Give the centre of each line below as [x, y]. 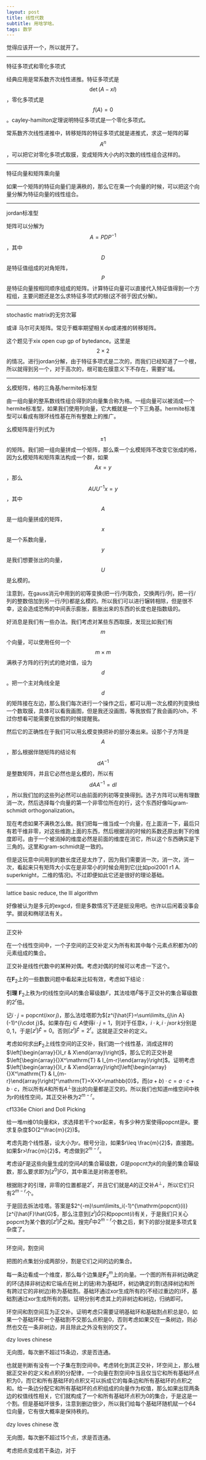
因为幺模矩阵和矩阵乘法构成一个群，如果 [57, 457]
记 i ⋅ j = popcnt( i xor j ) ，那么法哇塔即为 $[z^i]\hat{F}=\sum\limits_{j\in [92, 1015]
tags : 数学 [19, 29]
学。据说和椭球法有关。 [36, 913]
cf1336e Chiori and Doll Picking [46, 1109]
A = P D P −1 [103, 236]
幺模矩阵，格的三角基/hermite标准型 [52, 387]
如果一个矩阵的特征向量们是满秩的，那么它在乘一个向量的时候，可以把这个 [100, 186]
